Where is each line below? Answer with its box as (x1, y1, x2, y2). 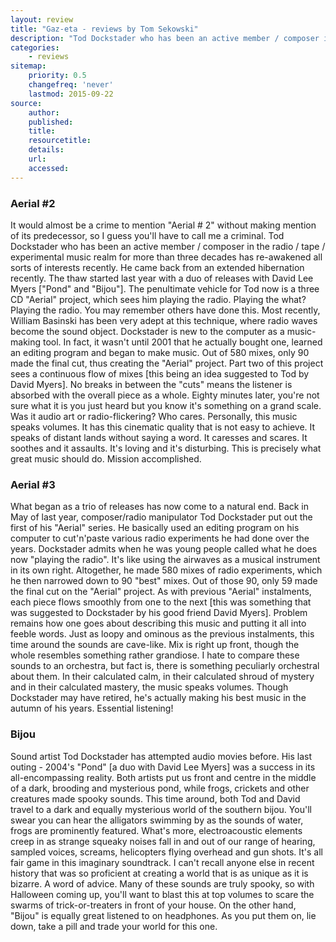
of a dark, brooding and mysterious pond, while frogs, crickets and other (10, 782, 310, 794)
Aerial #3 (10, 477, 56, 491)
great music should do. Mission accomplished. (10, 452, 202, 465)
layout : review (10, 14, 74, 25)
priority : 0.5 (28, 71, 87, 81)
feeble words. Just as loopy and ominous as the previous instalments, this (10, 628, 315, 640)
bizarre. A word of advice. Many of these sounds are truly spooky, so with (10, 877, 315, 890)
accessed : (28, 163, 70, 173)
